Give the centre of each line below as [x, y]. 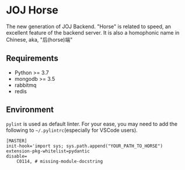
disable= [17, 156]
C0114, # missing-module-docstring [60, 161]
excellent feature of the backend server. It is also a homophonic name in [93, 32]
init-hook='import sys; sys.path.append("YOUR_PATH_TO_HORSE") [85, 146]
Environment [30, 110]
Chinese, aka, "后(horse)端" [39, 39]
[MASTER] [17, 141]
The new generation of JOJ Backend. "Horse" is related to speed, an [88, 26]
